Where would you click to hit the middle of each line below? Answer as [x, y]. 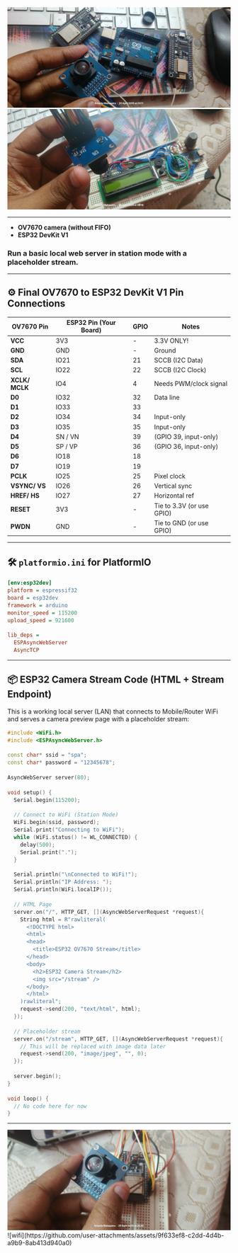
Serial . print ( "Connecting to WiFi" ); [69, 830]
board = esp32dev [33, 597]
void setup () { [30, 792]
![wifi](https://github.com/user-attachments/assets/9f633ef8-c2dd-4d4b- [116, 1235]
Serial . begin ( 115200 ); [47, 800]
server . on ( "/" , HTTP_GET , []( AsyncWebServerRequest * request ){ [109, 912]
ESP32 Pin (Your [91, 323]
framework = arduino [38, 605]
